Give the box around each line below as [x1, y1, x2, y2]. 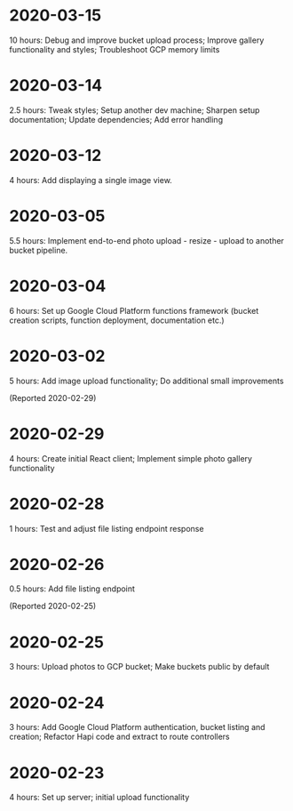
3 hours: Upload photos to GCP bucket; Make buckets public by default [9, 662, 270, 672]
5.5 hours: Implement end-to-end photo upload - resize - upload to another [9, 235, 284, 245]
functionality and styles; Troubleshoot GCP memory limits [9, 44, 220, 54]
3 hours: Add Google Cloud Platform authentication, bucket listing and [9, 722, 265, 733]
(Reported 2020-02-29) [9, 392, 97, 403]
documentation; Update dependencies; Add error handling [9, 114, 224, 124]
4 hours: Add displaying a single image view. [9, 174, 173, 185]
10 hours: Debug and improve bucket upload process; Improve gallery [9, 35, 265, 45]
